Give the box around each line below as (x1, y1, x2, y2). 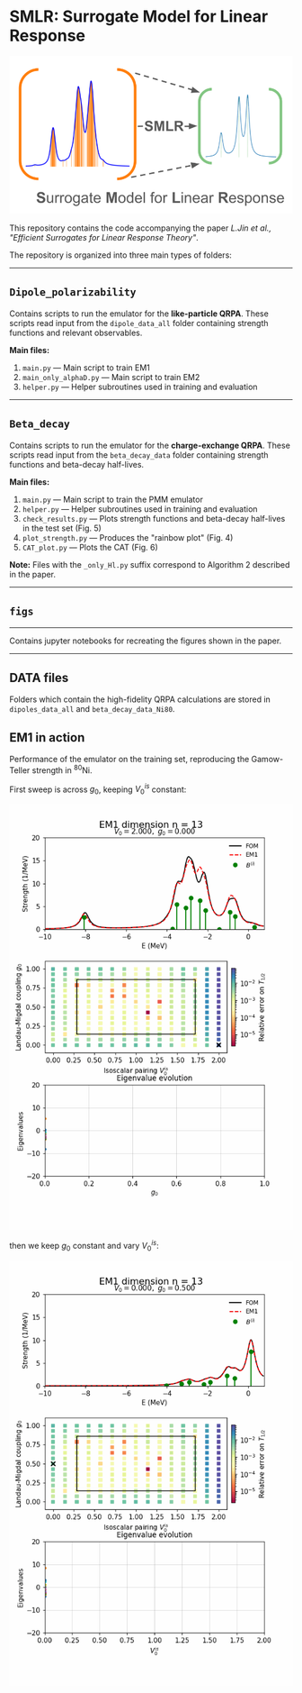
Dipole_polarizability (9, 286, 137, 299)
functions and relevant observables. (9, 327, 143, 338)
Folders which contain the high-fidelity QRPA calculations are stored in (9, 694, 271, 705)
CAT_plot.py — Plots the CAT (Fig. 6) (22, 542, 159, 552)
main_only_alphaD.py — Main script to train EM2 (22, 371, 200, 382)
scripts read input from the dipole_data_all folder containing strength (9, 317, 269, 328)
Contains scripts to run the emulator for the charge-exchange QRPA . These (9, 440, 290, 451)
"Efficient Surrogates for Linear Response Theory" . (9, 232, 200, 242)
